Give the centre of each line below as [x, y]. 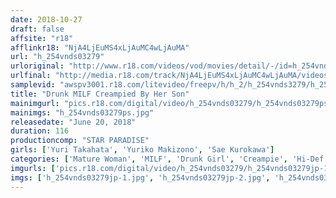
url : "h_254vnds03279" [57, 57]
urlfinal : [31, 76]
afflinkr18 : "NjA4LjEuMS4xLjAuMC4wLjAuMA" [100, 47]
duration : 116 [40, 131]
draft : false [37, 29]
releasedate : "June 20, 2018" [73, 122]
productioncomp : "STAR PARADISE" [80, 141]
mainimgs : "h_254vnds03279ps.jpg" [82, 112]
